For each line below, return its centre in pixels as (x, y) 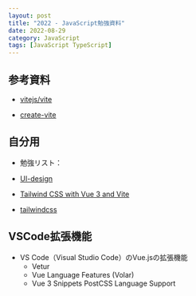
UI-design (36, 178)
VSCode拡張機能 (50, 237)
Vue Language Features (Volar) (83, 274)
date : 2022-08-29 (37, 30)
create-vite (38, 114)
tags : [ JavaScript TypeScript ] (60, 45)
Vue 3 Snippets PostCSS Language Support (104, 283)
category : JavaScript (44, 38)
